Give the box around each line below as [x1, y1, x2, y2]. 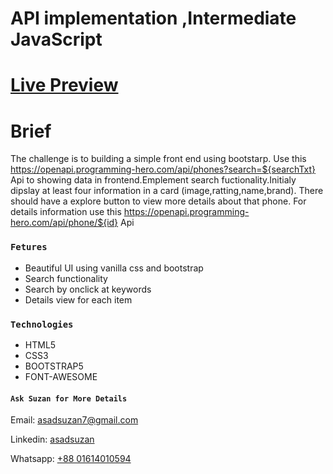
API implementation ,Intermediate [10, 7, 297, 30]
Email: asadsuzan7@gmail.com [10, 414, 139, 426]
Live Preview [10, 74, 119, 97]
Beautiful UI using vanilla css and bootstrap [24, 262, 204, 274]
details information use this [10, 206, 122, 218]
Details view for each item [24, 293, 133, 306]
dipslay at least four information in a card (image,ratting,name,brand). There [10, 185, 324, 197]
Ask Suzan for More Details [10, 393, 128, 404]
